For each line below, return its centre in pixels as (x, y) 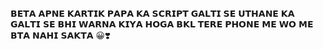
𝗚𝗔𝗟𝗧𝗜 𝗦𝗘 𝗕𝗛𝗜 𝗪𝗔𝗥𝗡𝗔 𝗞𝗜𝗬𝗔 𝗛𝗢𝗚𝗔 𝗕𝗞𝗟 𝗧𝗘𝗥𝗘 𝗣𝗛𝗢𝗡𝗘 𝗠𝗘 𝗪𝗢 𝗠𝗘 (162, 24)
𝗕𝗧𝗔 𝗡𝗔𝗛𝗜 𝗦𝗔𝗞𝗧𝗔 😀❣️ (60, 35)
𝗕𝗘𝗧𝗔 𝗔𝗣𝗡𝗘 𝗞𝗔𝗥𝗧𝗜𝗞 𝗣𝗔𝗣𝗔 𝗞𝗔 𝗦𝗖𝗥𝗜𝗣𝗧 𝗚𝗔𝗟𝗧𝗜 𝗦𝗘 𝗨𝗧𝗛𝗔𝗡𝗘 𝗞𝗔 (152, 13)
